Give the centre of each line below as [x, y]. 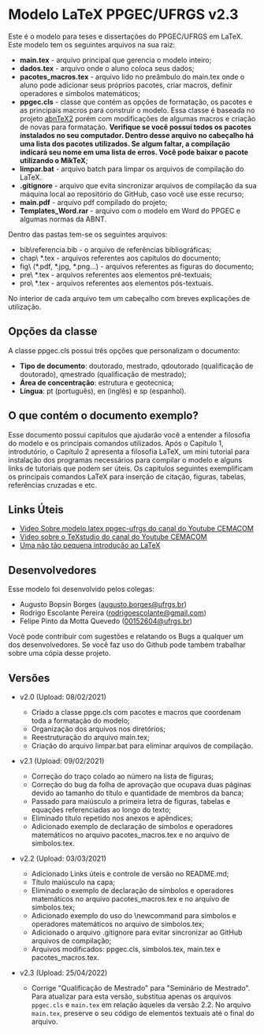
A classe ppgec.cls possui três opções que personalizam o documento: [124, 350]
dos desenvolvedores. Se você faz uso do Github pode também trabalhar [127, 645]
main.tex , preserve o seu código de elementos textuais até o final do [143, 1013]
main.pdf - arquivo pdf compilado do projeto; [93, 202]
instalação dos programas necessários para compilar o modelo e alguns [125, 459]
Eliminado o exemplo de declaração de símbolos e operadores [132, 891]
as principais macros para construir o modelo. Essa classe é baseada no [137, 110]
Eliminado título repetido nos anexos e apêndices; [112, 818]
